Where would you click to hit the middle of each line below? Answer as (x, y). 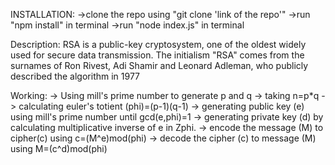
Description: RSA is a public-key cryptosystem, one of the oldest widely (158, 44)
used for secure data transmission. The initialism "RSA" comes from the (157, 55)
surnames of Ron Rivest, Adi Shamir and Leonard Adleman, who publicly (159, 65)
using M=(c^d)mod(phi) (59, 148)
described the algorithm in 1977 (75, 76)
